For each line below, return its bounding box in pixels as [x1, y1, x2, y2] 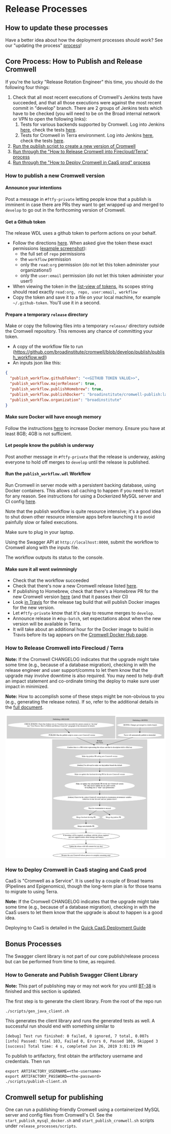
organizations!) [20, 267, 52, 274]
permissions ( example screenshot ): [12, 245, 87, 252]
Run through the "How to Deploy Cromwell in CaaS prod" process [12, 159, 151, 165]
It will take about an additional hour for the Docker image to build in [12, 626, 154, 632]
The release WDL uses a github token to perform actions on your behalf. [5, 230, 157, 236]
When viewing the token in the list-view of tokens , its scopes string [12, 283, 154, 289]
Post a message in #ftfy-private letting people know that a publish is [5, 196, 152, 202]
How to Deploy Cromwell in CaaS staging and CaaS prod [5, 866, 147, 873]
